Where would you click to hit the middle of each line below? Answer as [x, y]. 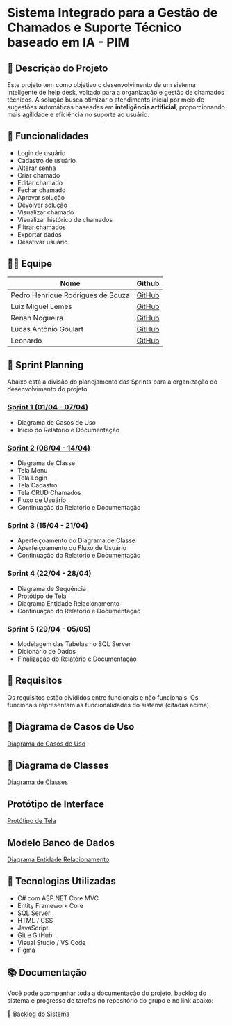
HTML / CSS [35, 920]
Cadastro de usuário [47, 160]
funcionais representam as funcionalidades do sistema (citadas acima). [109, 705]
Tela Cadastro [37, 485]
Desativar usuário [42, 242]
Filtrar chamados [41, 227]
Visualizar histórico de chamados [65, 219]
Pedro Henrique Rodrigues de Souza [70, 295]
